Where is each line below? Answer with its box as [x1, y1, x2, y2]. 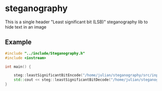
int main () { [5, 64, 31, 69]
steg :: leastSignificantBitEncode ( [13, 73, 83, 78]
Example [5, 38, 32, 46]
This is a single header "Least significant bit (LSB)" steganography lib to [5, 19, 148, 25]
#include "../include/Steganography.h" [5, 51, 85, 56]
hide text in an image [5, 24, 47, 30]
